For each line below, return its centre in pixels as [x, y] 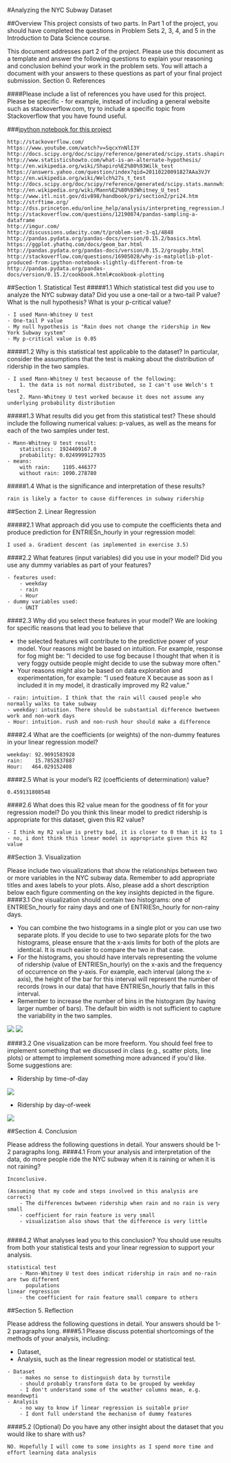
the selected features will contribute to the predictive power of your [112, 641]
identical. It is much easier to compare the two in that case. [101, 950]
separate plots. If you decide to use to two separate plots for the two [114, 935]
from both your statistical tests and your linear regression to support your [111, 1248]
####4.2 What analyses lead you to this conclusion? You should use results [114, 1240]
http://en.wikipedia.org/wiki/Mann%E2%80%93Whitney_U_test [93, 190]
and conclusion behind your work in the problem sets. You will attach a [107, 66]
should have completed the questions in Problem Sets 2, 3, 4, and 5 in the [112, 31]
